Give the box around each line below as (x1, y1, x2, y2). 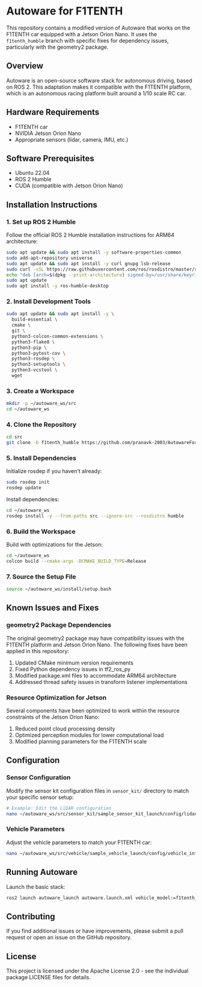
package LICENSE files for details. (6, 974, 91, 980)
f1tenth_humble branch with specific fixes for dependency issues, (6, 37, 170, 44)
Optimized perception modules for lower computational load (14, 732, 164, 739)
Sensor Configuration (6, 773, 71, 782)
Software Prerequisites (6, 153, 94, 163)
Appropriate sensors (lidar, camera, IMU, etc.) (14, 136, 129, 143)
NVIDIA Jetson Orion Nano (14, 130, 81, 137)
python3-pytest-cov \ (11, 350, 66, 356)
